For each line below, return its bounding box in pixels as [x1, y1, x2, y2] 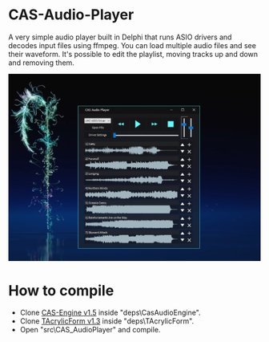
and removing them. [8, 58, 74, 67]
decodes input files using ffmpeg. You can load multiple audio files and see [8, 40, 256, 50]
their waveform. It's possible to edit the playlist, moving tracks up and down [8, 49, 259, 59]
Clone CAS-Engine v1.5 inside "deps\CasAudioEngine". [19, 307, 202, 318]
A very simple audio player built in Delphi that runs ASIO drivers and [8, 32, 232, 42]
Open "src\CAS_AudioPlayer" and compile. [19, 325, 161, 335]
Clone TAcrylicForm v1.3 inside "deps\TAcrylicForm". [19, 316, 195, 326]
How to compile [8, 281, 114, 299]
